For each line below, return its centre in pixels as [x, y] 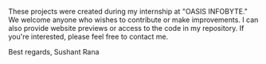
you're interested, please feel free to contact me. [88, 36]
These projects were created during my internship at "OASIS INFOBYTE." [128, 11]
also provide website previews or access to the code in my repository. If [126, 28]
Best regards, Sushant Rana [54, 52]
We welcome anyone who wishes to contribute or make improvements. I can [133, 20]
